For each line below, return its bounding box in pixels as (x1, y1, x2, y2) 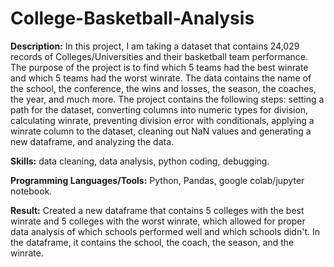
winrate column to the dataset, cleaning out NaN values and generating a (10, 125, 312, 137)
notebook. (10, 185, 53, 197)
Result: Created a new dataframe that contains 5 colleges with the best (10, 204, 305, 216)
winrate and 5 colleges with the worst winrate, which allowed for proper (10, 215, 306, 227)
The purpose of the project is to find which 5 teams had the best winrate (10, 61, 309, 73)
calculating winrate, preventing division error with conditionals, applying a (10, 114, 315, 126)
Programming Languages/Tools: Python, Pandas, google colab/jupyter (10, 174, 305, 186)
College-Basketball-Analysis (10, 7, 255, 30)
